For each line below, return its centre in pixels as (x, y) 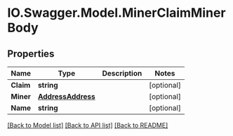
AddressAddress (67, 96)
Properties (31, 54)
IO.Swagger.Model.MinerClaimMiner (116, 13)
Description (122, 73)
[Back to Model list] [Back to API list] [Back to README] (88, 125)
